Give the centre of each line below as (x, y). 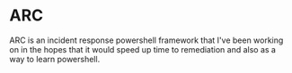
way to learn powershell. (55, 59)
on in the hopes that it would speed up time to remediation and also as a (143, 49)
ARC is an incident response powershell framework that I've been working (146, 40)
